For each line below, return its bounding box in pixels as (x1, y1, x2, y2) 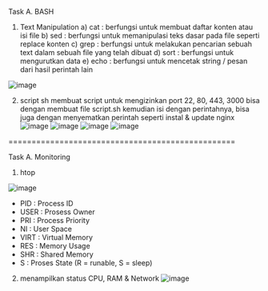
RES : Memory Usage (19, 241, 90, 250)
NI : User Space (19, 224, 72, 233)
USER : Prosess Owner (19, 207, 96, 217)
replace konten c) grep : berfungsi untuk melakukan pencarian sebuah (19, 39, 253, 49)
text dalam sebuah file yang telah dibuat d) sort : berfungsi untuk (19, 48, 234, 57)
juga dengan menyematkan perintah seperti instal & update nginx (19, 113, 235, 122)
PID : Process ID (19, 199, 74, 208)
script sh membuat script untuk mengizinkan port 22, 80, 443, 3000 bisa (19, 96, 260, 105)
